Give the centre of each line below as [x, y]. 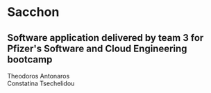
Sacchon [33, 12]
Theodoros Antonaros [39, 76]
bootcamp [30, 59]
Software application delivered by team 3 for [105, 38]
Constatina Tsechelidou [41, 83]
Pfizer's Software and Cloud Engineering [97, 48]
